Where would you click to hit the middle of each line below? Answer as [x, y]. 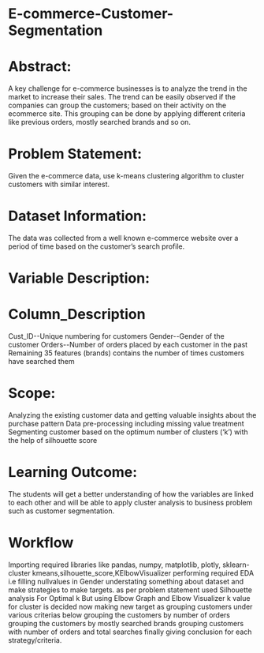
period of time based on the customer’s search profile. [97, 246]
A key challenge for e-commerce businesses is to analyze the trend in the [128, 88]
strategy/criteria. [35, 640]
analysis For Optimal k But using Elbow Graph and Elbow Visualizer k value [129, 598]
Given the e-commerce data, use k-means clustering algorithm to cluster [126, 176]
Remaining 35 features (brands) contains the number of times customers [126, 353]
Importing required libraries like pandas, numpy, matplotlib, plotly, [115, 565]
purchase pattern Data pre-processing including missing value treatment [126, 424]
